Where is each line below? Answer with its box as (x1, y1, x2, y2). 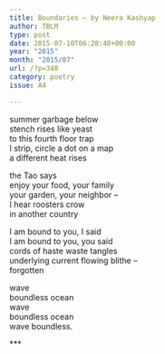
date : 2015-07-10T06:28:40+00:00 (9, 38, 136, 48)
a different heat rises (9, 152, 88, 163)
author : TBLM (9, 22, 59, 31)
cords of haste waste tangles (9, 245, 118, 256)
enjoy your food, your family (9, 179, 115, 191)
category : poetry (9, 73, 75, 82)
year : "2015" (9, 47, 59, 56)
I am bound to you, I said (9, 226, 102, 237)
